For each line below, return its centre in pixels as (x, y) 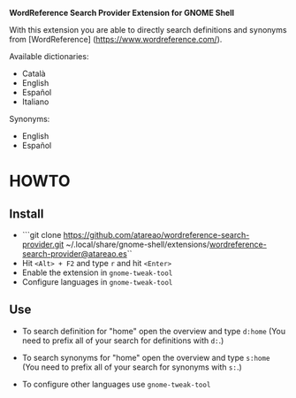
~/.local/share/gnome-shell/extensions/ (138, 244)
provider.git (43, 244)
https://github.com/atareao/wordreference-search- (156, 235)
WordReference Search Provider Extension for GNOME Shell (122, 13)
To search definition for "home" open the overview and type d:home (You (154, 331)
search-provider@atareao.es (75, 254)
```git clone (42, 235)
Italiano (35, 102)
